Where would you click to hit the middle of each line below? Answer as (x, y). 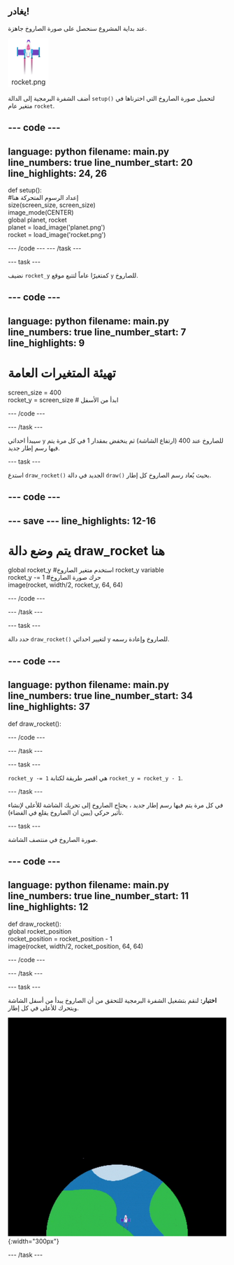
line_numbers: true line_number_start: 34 (101, 696)
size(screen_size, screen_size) (52, 205)
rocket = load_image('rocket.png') (57, 235)
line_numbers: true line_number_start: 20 (100, 163)
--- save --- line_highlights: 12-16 (82, 521)
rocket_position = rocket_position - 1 (60, 938)
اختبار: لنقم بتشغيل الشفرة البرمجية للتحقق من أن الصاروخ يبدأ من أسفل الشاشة (112, 1000)
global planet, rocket (37, 220)
